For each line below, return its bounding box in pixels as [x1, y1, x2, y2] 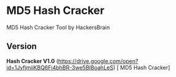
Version [6, 41, 37, 52]
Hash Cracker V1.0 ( [6, 57, 59, 64]
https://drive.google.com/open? [58, 57, 139, 64]
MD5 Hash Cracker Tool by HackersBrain [6, 24, 110, 31]
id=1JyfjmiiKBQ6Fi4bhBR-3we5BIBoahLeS [6, 64, 113, 71]
